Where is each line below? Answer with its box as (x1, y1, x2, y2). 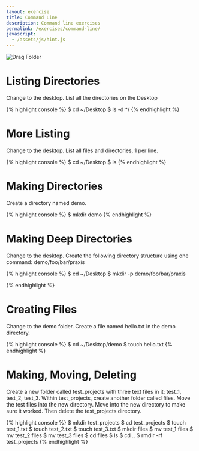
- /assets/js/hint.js (11, 37, 66, 43)
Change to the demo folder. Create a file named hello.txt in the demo (6, 322, 176, 330)
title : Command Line (6, 14, 58, 20)
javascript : (6, 31, 36, 37)
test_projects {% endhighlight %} (6, 438, 88, 445)
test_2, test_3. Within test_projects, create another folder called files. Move (6, 394, 191, 402)
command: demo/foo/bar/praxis (6, 258, 85, 265)
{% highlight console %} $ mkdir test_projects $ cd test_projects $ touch (6, 419, 186, 426)
